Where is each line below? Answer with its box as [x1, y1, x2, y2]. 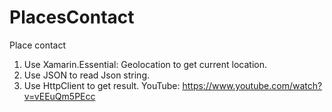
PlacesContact [9, 6, 135, 29]
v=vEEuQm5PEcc [23, 90, 96, 102]
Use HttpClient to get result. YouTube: [23, 79, 181, 91]
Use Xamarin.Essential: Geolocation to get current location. [23, 58, 267, 70]
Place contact [9, 39, 67, 51]
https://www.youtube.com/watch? [182, 79, 323, 91]
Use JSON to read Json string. [23, 69, 150, 81]
